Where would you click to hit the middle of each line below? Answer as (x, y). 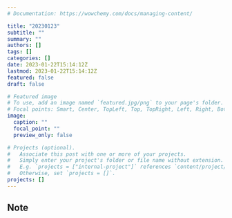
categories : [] (29, 58)
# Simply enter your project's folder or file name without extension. (116, 161)
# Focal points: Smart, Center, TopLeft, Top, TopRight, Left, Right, (111, 109)
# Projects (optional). (41, 147)
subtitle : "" (26, 33)
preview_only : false (43, 135)
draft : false (26, 84)
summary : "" (24, 39)
